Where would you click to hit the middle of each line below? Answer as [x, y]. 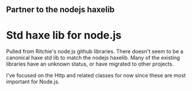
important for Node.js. [33, 82]
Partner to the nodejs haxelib [61, 10]
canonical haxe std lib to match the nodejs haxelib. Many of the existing [93, 58]
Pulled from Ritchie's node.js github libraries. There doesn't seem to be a [95, 51]
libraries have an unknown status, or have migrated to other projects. [90, 64]
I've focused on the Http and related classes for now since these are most [96, 76]
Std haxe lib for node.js [64, 35]
